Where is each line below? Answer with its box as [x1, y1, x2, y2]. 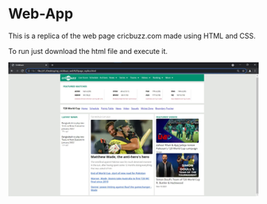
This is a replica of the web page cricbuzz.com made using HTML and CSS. [8, 31, 256, 40]
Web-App [8, 5, 74, 23]
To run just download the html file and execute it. [8, 46, 168, 56]
